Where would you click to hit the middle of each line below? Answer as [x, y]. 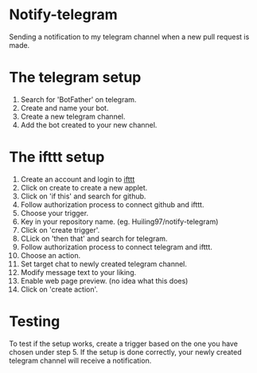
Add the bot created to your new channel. [89, 124]
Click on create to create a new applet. [84, 187]
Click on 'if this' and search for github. [83, 196]
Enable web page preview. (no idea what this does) [104, 281]
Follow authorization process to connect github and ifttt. [112, 204]
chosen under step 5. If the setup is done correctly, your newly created [125, 351]
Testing [35, 321]
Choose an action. [51, 255]
